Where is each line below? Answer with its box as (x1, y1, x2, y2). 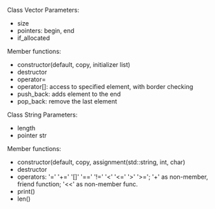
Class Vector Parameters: (7, 6, 80, 14)
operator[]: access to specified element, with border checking (17, 83, 194, 90)
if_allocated (17, 34, 50, 42)
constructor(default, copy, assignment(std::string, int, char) (17, 158, 186, 166)
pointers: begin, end (17, 27, 74, 34)
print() (17, 188, 36, 195)
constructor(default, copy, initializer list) (17, 61, 131, 68)
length (17, 124, 36, 132)
